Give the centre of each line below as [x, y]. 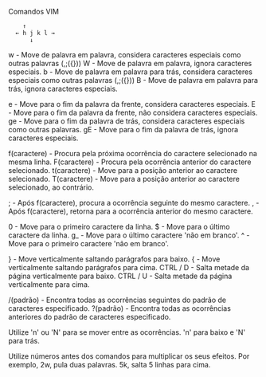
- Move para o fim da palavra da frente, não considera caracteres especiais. [133, 112]
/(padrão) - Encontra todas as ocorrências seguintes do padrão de [117, 300]
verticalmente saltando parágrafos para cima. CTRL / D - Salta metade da [129, 267]
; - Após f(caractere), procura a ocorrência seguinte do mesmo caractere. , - [134, 203]
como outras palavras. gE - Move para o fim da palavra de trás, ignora [123, 130]
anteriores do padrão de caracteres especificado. [90, 317]
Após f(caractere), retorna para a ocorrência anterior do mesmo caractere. [131, 211]
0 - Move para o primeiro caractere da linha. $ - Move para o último [119, 227]
